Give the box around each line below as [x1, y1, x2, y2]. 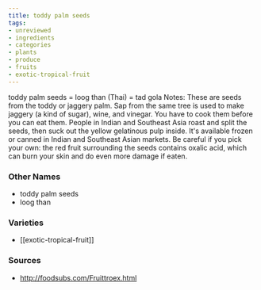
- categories [8, 41, 52, 49]
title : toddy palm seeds [8, 11, 90, 20]
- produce [8, 56, 41, 64]
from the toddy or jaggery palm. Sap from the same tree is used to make [8, 101, 244, 110]
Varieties [8, 217, 44, 228]
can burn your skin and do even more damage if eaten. [8, 151, 188, 161]
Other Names [8, 171, 61, 182]
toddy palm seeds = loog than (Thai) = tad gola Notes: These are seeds [8, 92, 242, 101]
